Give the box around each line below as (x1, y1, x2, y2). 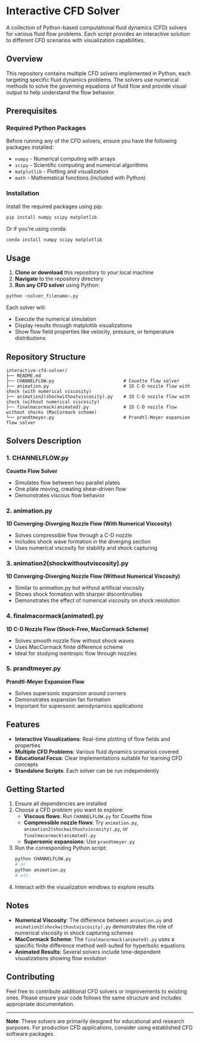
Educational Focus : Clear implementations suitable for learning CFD (14, 754, 183, 762)
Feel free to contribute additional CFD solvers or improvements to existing (6, 988, 187, 995)
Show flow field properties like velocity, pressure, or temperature (14, 328, 174, 335)
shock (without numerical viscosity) (6, 398, 100, 405)
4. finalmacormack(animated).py (6, 612, 104, 620)
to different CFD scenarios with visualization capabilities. (6, 36, 146, 44)
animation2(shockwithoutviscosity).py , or (23, 825, 128, 832)
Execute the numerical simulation (14, 315, 96, 323)
